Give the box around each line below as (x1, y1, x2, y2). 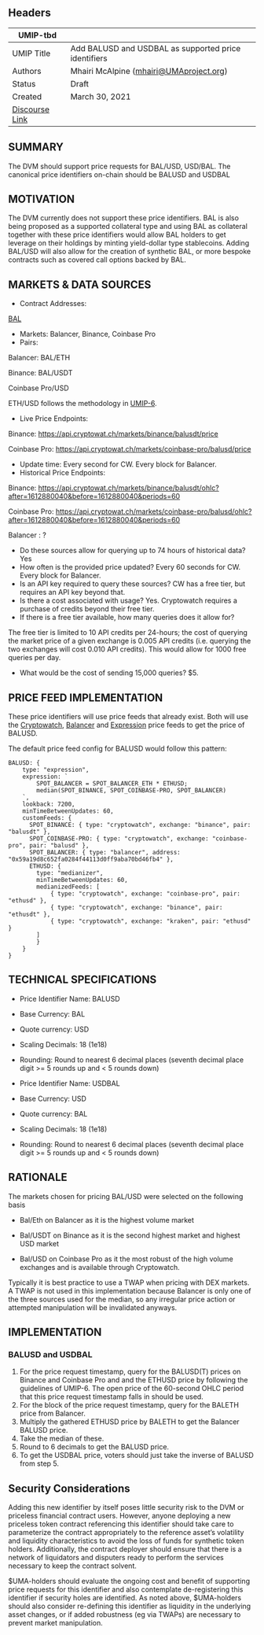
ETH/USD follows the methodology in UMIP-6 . (8, 399, 157, 408)
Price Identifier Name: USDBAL (19, 1078, 120, 1088)
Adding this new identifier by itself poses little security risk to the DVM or (8, 1503, 245, 1512)
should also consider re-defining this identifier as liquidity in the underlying (8, 1601, 251, 1611)
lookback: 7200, (22, 800, 76, 809)
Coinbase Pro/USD (8, 383, 69, 393)
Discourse (12, 104, 49, 115)
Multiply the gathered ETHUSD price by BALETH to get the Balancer (19, 1417, 240, 1426)
